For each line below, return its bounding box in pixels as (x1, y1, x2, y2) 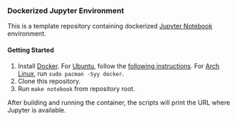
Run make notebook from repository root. (17, 84, 135, 93)
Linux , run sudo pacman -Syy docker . (17, 69, 125, 78)
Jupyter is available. (7, 105, 66, 114)
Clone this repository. (17, 77, 81, 85)
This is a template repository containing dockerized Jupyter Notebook (7, 22, 213, 31)
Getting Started (7, 46, 55, 54)
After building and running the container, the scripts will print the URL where (7, 98, 231, 107)
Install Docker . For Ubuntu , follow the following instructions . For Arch (17, 61, 220, 70)
